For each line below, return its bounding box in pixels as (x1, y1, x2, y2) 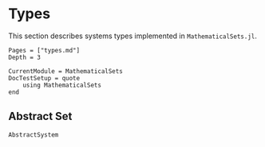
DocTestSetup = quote (8, 74, 81, 82)
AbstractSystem (8, 130, 59, 139)
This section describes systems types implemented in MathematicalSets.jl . (8, 31, 258, 41)
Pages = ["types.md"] (8, 46, 81, 54)
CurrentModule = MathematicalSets (8, 67, 124, 75)
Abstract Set (8, 110, 73, 123)
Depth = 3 (8, 53, 42, 61)
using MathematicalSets (22, 81, 102, 89)
